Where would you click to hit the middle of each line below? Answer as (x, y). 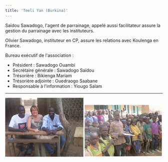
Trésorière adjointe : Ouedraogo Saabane (55, 81)
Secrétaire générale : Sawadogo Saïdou (53, 70)
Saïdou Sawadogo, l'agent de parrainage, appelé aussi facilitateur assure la (83, 25)
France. (13, 45)
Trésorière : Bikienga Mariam (42, 75)
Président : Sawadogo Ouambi (44, 65)
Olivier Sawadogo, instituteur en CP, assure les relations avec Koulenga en (82, 40)
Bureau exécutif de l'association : (39, 55)
